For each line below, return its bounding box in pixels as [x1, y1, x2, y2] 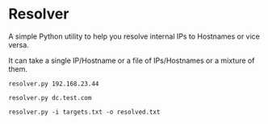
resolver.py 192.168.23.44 [8, 80, 99, 88]
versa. [8, 39, 30, 49]
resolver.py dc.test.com [8, 93, 92, 101]
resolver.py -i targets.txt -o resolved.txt [8, 108, 161, 116]
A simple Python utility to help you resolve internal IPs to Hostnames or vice [8, 31, 261, 41]
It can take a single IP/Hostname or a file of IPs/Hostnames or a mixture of [8, 56, 255, 65]
